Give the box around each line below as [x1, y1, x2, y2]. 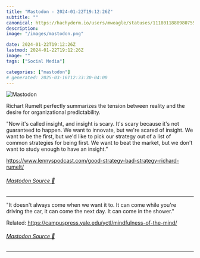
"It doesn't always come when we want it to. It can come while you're [6, 201, 177, 209]
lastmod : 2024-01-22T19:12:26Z [6, 47, 84, 54]
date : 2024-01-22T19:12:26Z [6, 42, 76, 48]
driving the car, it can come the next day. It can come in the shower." [6, 207, 174, 215]
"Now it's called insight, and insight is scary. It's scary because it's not [6, 120, 180, 128]
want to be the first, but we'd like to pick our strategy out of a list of [6, 133, 171, 140]
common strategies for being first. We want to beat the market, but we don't [6, 139, 193, 147]
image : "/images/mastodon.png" [6, 31, 84, 37]
